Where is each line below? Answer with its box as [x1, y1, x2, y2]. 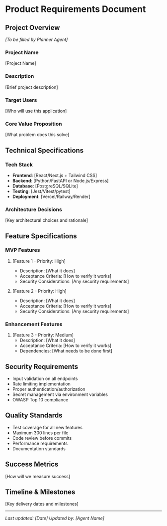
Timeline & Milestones [5, 488, 76, 496]
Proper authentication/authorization [12, 386, 85, 392]
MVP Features [5, 247, 40, 254]
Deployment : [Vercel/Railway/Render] [12, 193, 90, 199]
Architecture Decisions [5, 206, 62, 213]
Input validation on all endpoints [12, 375, 78, 381]
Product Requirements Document [5, 3, 146, 15]
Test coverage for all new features [12, 424, 83, 430]
